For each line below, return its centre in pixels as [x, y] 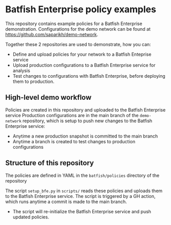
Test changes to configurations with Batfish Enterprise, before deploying [89, 76]
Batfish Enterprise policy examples [81, 9]
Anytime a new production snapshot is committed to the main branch [85, 136]
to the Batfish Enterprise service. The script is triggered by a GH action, [80, 196]
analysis [21, 71]
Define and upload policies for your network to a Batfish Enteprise [82, 54]
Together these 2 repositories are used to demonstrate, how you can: [78, 44]
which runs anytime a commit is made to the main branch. [66, 201]
